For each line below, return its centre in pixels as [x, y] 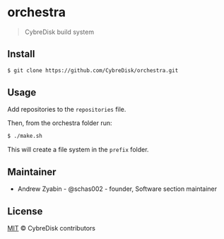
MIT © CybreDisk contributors [51, 228]
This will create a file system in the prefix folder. [78, 150]
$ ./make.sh [25, 136]
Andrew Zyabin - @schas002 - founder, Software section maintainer [117, 189]
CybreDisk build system [59, 32]
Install [21, 54]
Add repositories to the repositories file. [67, 110]
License [25, 211]
